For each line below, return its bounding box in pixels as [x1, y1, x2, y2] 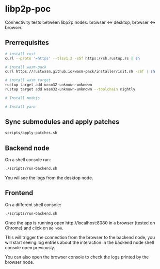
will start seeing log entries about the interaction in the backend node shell [5, 239, 154, 245]
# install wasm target [5, 78, 51, 83]
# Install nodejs [5, 95, 40, 100]
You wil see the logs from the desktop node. [5, 175, 93, 180]
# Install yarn [5, 104, 36, 109]
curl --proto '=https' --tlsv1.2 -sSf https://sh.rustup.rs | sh [5, 56, 140, 61]
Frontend [5, 189, 33, 197]
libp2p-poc [5, 3, 51, 15]
